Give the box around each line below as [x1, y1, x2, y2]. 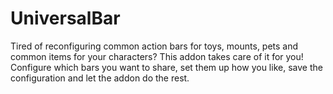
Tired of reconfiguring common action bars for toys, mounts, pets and [10, 40, 299, 52]
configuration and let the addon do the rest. [10, 72, 190, 84]
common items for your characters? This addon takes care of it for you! [10, 50, 304, 62]
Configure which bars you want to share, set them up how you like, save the [10, 61, 323, 73]
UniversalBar [10, 7, 121, 30]
